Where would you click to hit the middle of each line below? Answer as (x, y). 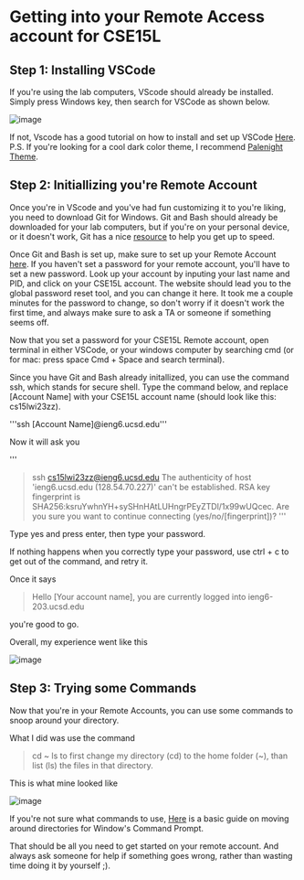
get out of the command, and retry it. (79, 561)
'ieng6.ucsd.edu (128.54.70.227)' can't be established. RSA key (151, 487)
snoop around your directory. (64, 720)
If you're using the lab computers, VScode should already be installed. (142, 92)
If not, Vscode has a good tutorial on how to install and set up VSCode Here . (153, 137)
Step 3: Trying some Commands (103, 688)
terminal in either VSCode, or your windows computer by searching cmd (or (152, 349)
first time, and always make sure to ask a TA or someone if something (141, 312)
